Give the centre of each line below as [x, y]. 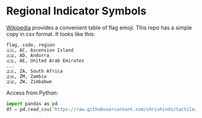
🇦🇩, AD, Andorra [28, 55]
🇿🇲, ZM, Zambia [26, 76]
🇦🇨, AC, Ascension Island [40, 50]
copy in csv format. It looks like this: [51, 34]
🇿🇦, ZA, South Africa [35, 71]
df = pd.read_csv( [29, 109]
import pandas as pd [32, 104]
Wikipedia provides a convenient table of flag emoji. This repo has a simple [99, 28]
